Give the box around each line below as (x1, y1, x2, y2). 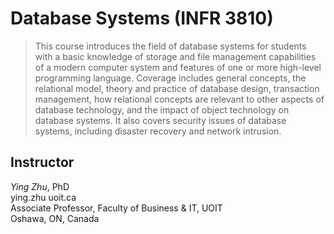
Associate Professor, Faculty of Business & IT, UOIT (10, 202, 223, 214)
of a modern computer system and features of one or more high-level (34, 61, 322, 73)
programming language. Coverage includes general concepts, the (34, 72, 307, 84)
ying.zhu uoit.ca (10, 191, 77, 203)
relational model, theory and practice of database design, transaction (34, 82, 320, 94)
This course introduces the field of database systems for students (34, 40, 307, 52)
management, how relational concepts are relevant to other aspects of (34, 93, 325, 105)
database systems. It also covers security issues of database (34, 114, 287, 126)
